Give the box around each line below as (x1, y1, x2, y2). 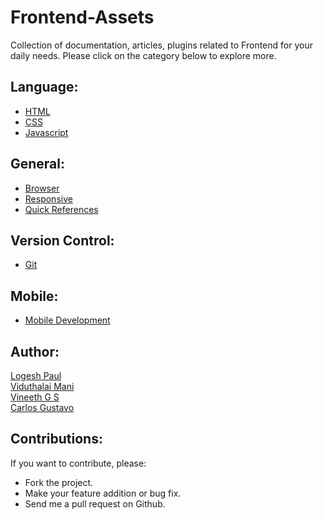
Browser (24, 182, 60, 194)
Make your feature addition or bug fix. (24, 487, 182, 499)
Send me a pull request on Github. (24, 497, 166, 510)
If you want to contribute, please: (10, 457, 147, 469)
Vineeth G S (10, 391, 60, 403)
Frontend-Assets (10, 6, 155, 29)
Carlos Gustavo (10, 402, 75, 413)
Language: (10, 79, 79, 96)
